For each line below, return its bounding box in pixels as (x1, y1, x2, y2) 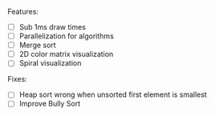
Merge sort (18, 40, 57, 50)
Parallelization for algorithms (18, 31, 114, 41)
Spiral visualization (18, 58, 82, 68)
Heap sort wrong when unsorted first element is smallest (18, 90, 208, 99)
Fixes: (7, 74, 27, 84)
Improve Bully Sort (18, 99, 81, 109)
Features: (7, 7, 39, 16)
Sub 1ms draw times (18, 22, 86, 31)
